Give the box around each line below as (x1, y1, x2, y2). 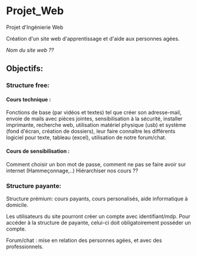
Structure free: (6, 81, 50, 90)
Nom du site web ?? (6, 46, 54, 54)
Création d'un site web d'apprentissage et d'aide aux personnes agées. (6, 35, 180, 42)
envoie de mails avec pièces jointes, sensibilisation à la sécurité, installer (6, 115, 183, 122)
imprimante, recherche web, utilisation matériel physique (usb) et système (6, 122, 186, 129)
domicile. (6, 201, 28, 208)
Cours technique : (6, 96, 51, 103)
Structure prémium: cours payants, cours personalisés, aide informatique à (6, 195, 188, 202)
